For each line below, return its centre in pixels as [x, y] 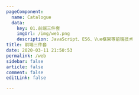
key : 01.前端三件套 [38, 28]
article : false [25, 67]
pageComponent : [25, 12]
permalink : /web [26, 56]
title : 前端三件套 [27, 45]
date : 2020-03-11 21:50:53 [39, 50]
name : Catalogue [31, 17]
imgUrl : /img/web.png [43, 34]
